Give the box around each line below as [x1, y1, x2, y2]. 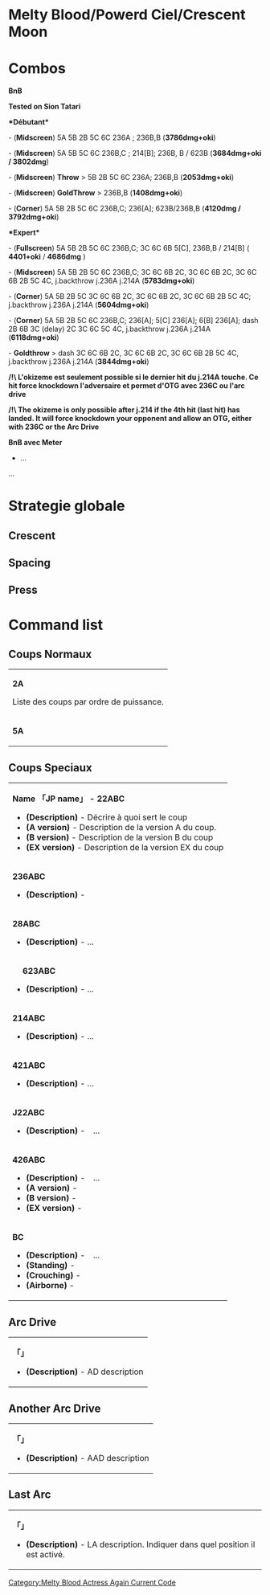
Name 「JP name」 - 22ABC [12, 793, 125, 804]
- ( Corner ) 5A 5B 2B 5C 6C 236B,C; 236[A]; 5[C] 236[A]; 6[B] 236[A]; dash [8, 316, 259, 325]
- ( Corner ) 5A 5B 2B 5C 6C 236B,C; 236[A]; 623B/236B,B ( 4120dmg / [8, 203, 241, 214]
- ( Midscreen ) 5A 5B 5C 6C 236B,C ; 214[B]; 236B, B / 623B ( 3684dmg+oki [8, 149, 262, 158]
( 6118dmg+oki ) [8, 333, 59, 342]
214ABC [12, 1012, 46, 1024]
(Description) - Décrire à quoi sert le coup [26, 812, 187, 823]
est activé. [26, 1548, 66, 1560]
